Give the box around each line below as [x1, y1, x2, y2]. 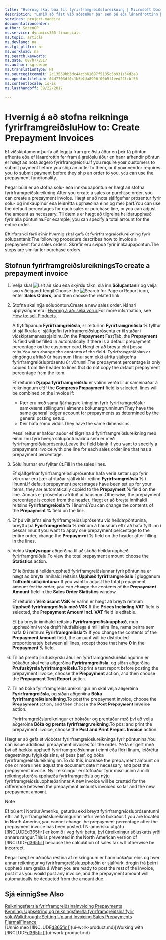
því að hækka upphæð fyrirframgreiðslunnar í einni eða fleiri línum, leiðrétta [5, 747, 159, 753]
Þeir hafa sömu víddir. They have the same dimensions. [19, 421, 131, 427]
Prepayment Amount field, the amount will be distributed [12, 635, 129, 641]
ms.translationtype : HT [5, 67, 54, 72]
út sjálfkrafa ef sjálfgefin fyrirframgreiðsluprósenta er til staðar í [12, 328, 142, 334]
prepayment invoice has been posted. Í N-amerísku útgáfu [5, 824, 124, 830]
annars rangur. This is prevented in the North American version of [5, 834, 137, 840]
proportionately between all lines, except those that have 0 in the [12, 640, 145, 646]
